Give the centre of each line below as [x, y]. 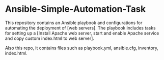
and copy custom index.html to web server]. [50, 38]
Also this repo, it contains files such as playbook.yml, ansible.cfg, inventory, [82, 48]
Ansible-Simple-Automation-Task [75, 9]
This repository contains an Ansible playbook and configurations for [74, 23]
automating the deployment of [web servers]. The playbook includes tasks [81, 28]
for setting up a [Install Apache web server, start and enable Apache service [82, 33]
